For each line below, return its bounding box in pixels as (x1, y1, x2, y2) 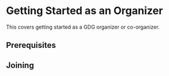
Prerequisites (6, 40, 56, 50)
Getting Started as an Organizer (6, 4, 163, 18)
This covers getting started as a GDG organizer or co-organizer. (6, 23, 160, 30)
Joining (6, 60, 34, 70)
